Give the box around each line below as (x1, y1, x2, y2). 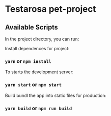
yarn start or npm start (5, 81, 62, 88)
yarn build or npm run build (5, 105, 72, 112)
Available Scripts (5, 23, 58, 31)
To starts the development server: (5, 69, 74, 75)
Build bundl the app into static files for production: (5, 92, 107, 98)
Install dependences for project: (5, 46, 70, 51)
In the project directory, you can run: (5, 36, 79, 42)
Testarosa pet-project (5, 3, 96, 15)
